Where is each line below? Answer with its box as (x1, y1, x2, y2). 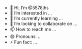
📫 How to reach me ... (9, 26, 56, 32)
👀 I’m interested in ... (9, 10, 52, 16)
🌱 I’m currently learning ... (9, 15, 63, 21)
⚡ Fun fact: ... (9, 39, 37, 45)
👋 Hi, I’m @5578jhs (9, 5, 49, 10)
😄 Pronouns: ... (9, 33, 42, 39)
